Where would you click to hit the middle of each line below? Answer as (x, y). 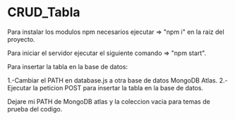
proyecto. (21, 39)
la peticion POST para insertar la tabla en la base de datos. (118, 88)
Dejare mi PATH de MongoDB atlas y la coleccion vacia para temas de (109, 101)
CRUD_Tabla (44, 12)
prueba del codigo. (35, 109)
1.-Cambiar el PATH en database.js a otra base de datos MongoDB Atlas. (113, 80)
